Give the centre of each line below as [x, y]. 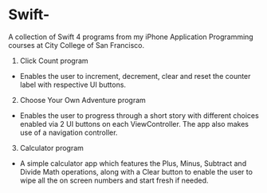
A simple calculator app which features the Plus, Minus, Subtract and [133, 163]
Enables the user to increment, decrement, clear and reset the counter [135, 76]
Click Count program [54, 61]
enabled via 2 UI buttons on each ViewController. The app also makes [134, 124]
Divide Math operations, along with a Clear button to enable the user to [136, 171]
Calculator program [51, 148]
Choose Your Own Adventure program [82, 100]
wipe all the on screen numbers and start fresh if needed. [114, 180]
